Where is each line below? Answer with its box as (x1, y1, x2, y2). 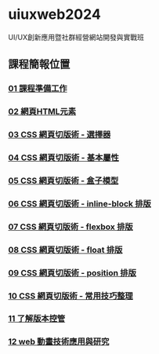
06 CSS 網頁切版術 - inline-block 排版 (8, 198, 151, 209)
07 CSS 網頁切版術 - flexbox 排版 (8, 221, 133, 232)
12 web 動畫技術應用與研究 (8, 336, 110, 347)
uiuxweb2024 (8, 5, 102, 24)
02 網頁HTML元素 (8, 106, 77, 117)
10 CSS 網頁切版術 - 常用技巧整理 (8, 290, 133, 301)
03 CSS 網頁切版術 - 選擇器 (8, 130, 111, 141)
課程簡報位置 (8, 57, 70, 71)
